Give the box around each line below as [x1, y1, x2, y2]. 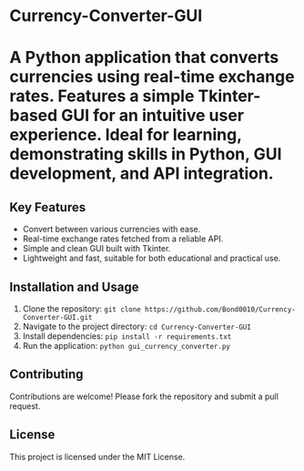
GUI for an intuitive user [60, 106, 244, 126]
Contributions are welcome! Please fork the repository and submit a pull [9, 391, 279, 402]
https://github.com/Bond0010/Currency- [144, 305, 296, 314]
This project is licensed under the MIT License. [9, 451, 186, 462]
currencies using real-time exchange [9, 67, 295, 87]
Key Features [9, 200, 86, 215]
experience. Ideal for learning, [9, 125, 242, 146]
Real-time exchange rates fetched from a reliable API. [22, 233, 224, 244]
